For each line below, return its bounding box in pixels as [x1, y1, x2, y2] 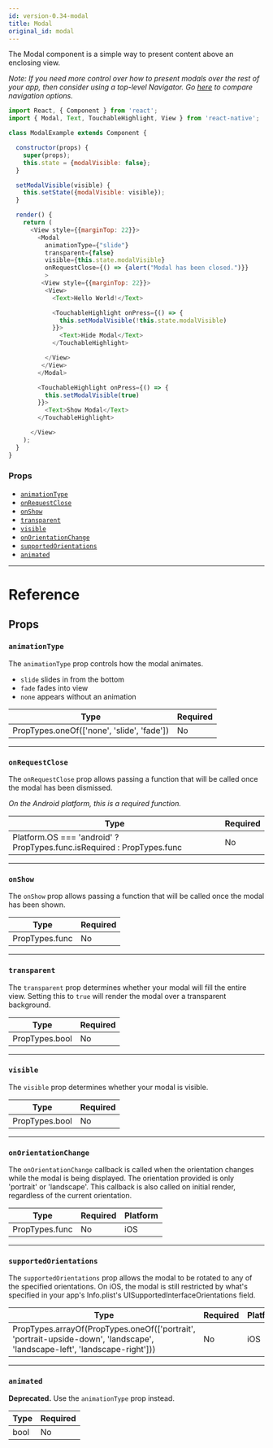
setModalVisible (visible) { [15, 181, 111, 190]
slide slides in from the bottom [19, 674, 124, 684]
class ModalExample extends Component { [8, 129, 148, 137]
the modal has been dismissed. [8, 783, 113, 792]
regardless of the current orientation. [8, 1191, 132, 1201]
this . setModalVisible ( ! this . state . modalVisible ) [59, 316, 227, 325]
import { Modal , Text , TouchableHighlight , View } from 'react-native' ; [8, 115, 260, 123]
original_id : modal [8, 27, 75, 35]
